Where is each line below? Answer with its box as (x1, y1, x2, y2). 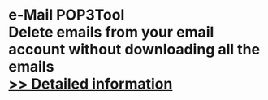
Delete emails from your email (8, 23, 214, 41)
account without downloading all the (8, 41, 261, 59)
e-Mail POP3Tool (8, 6, 125, 24)
